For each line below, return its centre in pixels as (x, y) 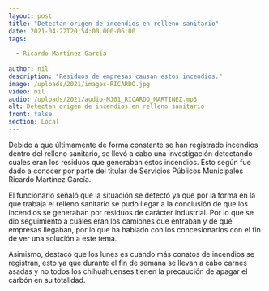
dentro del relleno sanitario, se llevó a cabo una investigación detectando (130, 153)
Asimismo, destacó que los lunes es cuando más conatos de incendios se (132, 254)
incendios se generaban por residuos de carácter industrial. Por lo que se (131, 212)
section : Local (34, 122)
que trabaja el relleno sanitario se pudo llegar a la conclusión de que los (128, 203)
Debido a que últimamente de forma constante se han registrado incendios (133, 145)
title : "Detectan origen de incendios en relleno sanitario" (114, 24)
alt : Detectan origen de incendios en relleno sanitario (107, 106)
